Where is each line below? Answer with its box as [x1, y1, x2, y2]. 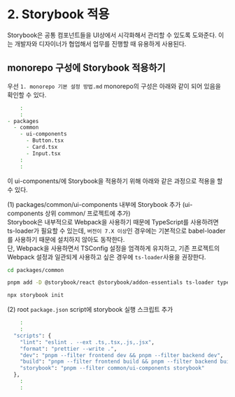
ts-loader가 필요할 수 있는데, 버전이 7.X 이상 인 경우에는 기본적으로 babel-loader [7, 226, 226, 235]
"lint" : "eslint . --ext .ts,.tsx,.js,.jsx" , [20, 338, 155, 346]
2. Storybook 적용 [7, 6, 110, 22]
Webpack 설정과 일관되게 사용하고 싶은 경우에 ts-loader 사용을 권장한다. [7, 252, 206, 261]
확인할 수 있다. [7, 90, 47, 99]
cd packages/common [7, 266, 64, 273]
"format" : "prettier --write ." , [20, 345, 117, 352]
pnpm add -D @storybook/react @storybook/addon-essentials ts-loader [7, 279, 215, 287]
